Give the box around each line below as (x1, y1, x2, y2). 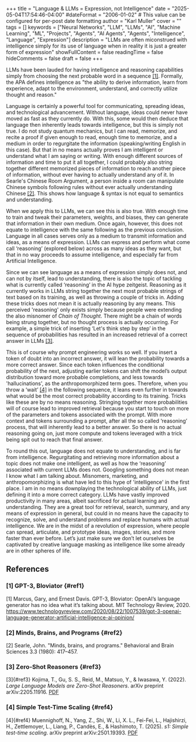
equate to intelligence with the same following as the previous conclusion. (6, 226, 184, 233)
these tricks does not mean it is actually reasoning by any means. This (6, 300, 176, 307)
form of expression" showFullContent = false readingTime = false (6, 49, 164, 55)
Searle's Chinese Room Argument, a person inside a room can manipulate (6, 177, 184, 184)
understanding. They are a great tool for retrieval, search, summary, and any (6, 504, 190, 510)
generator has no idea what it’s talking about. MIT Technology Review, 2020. (6, 601, 191, 608)
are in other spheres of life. (6, 547, 71, 554)
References (6, 564, 49, 574)
